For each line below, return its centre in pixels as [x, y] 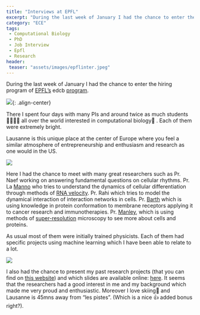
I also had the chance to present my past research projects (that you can [95, 271]
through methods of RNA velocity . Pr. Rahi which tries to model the [88, 193]
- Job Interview [29, 45]
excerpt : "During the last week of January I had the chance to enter [96, 17]
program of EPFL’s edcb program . [48, 91]
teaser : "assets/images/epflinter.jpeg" [60, 67]
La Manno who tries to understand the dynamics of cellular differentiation [96, 187]
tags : [13, 28]
